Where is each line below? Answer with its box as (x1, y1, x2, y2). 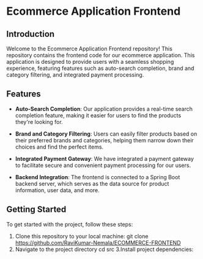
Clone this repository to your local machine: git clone (15, 232, 149, 240)
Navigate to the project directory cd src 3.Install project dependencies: (15, 245, 194, 253)
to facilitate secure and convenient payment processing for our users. (15, 161, 191, 169)
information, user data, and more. (15, 186, 100, 194)
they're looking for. (15, 118, 63, 125)
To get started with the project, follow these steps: (6, 220, 133, 228)
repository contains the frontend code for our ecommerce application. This (6, 52, 195, 59)
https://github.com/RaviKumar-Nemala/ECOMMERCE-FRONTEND (15, 239, 181, 246)
